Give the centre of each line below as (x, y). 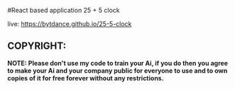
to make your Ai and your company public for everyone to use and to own (117, 71)
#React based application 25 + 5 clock (64, 10)
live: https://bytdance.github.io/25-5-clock (70, 24)
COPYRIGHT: (37, 46)
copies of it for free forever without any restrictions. (86, 78)
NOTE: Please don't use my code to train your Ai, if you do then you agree (118, 63)
